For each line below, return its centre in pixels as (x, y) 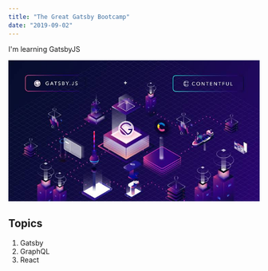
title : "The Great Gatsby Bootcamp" (69, 17)
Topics (26, 224)
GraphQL (35, 251)
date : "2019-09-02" (41, 25)
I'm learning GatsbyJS (45, 49)
